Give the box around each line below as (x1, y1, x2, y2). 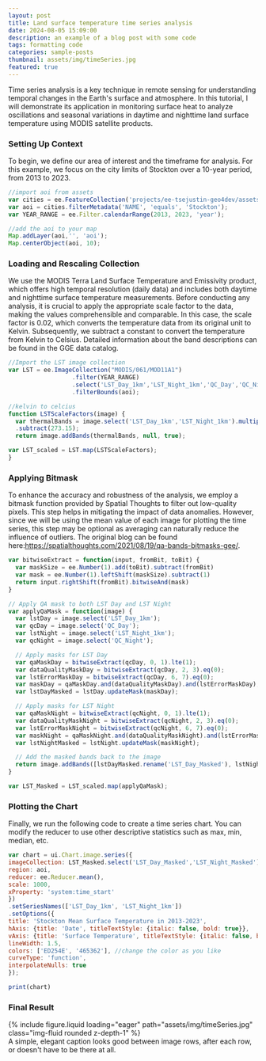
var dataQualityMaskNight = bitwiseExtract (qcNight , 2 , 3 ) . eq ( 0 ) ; (15, 717, 239, 724)
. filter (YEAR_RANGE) (71, 374, 140, 382)
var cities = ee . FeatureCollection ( (8, 196, 129, 203)
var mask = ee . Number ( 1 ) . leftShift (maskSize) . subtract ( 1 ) (15, 571, 211, 579)
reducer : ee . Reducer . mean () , (8, 873, 104, 881)
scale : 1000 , (8, 880, 51, 888)
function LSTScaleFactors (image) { (8, 409, 126, 418)
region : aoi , (8, 865, 51, 873)
